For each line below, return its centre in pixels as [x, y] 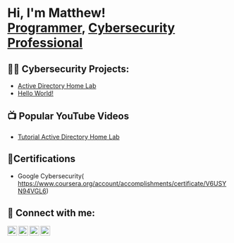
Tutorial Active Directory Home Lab [68, 137]
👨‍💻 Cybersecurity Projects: [68, 69]
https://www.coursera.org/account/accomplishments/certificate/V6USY [122, 183]
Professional [45, 43]
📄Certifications [42, 159]
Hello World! [36, 93]
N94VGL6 [32, 191]
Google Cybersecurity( [51, 176]
